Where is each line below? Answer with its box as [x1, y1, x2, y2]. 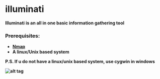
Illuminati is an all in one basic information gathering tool [5, 20, 125, 26]
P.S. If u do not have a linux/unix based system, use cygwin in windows [5, 59, 155, 65]
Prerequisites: [5, 32, 40, 39]
